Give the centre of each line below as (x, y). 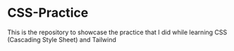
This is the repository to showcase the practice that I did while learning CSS (117, 32)
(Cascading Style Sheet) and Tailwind (62, 39)
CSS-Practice (48, 13)
